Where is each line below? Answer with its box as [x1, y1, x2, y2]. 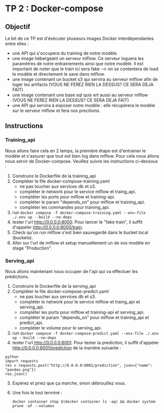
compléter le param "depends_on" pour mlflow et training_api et [19, 314, 149, 320]
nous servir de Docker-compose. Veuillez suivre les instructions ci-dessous [5, 158, 158, 164]
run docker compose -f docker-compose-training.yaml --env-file [12, 209, 146, 215]
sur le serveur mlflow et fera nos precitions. [12, 108, 101, 113]
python [5, 354, 19, 359]
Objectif [5, 23, 30, 31]
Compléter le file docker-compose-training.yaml [12, 178, 110, 184]
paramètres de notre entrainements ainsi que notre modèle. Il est [12, 61, 144, 66]
